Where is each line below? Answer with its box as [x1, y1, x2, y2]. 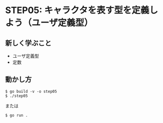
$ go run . [5, 112, 28, 118]
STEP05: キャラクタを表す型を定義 [5, 5, 149, 16]
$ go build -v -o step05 [5, 89, 57, 94]
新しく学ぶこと [5, 39, 52, 47]
